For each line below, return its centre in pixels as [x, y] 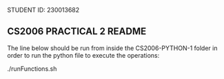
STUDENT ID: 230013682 [43, 10]
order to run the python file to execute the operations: [83, 55]
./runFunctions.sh [32, 69]
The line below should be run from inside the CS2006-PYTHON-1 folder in [112, 48]
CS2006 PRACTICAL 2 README [77, 31]
